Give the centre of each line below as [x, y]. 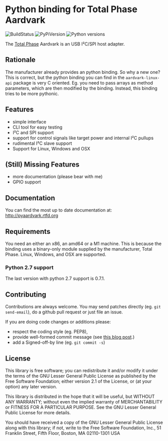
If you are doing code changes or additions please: [58, 322]
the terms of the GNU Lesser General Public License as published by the [80, 376]
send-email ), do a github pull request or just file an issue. [64, 312]
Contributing [26, 294]
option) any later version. [31, 386]
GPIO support [27, 182]
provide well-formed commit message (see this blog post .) [73, 337]
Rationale [20, 60]
